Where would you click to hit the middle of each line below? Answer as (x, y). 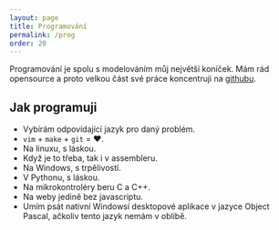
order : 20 (28, 43)
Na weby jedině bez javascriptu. (83, 197)
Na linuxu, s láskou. (59, 149)
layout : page (34, 18)
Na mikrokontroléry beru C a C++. (86, 187)
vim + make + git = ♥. (63, 139)
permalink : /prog (42, 35)
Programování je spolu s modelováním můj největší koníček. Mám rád (139, 69)
